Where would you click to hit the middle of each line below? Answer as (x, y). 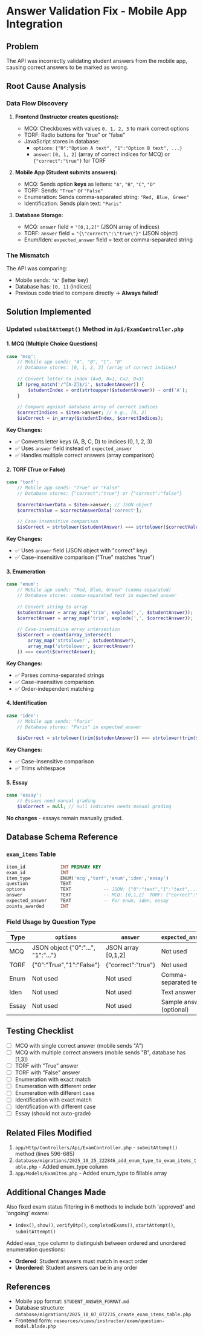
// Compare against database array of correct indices (88, 407)
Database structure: (40, 1307)
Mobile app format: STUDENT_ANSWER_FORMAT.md (72, 1301)
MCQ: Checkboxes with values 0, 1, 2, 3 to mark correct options (106, 128)
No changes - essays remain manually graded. (65, 818)
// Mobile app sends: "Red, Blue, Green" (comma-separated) (94, 590)
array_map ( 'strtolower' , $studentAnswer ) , (82, 641)
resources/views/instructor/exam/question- (109, 1321)
